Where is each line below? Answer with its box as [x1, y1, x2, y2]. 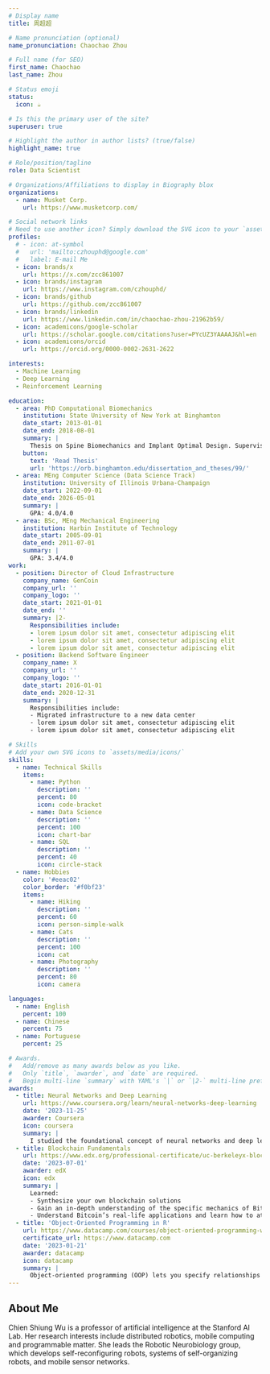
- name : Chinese [15, 1017, 70, 1025]
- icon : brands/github [15, 293, 92, 301]
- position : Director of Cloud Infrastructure [15, 569, 174, 577]
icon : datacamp [22, 1256, 74, 1264]
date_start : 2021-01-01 [22, 599, 103, 607]
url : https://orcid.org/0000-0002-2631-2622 [22, 346, 174, 354]
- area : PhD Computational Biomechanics [15, 404, 153, 412]
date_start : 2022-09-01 [22, 486, 103, 495]
